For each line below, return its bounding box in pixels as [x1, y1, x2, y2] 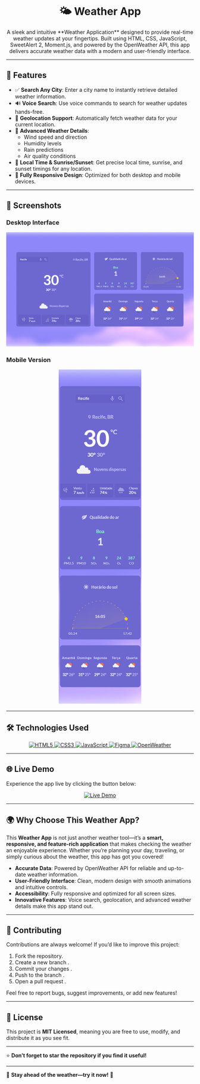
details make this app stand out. [14, 902, 93, 909]
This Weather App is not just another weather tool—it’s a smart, [6, 834, 164, 841]
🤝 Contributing [6, 926, 62, 935]
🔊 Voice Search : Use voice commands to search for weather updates [14, 99, 187, 107]
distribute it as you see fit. [6, 1035, 70, 1042]
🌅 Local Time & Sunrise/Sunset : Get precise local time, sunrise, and [14, 158, 183, 166]
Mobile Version [6, 356, 51, 364]
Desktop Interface [6, 219, 60, 227]
